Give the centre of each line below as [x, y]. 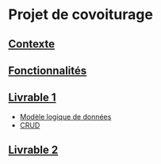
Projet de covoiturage [80, 15]
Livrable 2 [33, 150]
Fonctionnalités [48, 70]
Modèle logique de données [65, 116]
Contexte [32, 44]
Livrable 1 [33, 98]
